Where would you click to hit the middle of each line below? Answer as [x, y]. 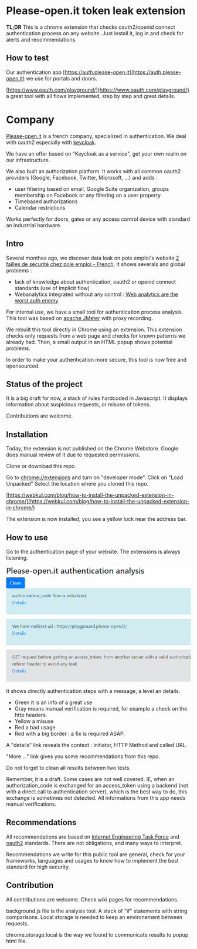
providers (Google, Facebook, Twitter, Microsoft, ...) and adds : [82, 177]
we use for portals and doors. [62, 78]
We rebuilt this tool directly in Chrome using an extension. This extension [94, 329]
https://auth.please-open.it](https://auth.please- [123, 72]
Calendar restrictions [40, 207]
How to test [27, 58]
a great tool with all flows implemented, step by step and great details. [91, 96]
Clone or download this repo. [41, 466]
